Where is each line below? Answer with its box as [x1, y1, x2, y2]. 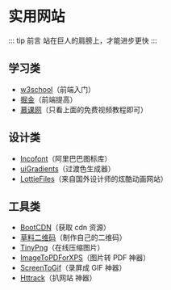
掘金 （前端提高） [19, 95, 77, 104]
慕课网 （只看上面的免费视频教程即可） [19, 104, 148, 114]
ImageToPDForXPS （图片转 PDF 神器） [19, 253, 151, 263]
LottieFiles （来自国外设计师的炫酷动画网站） [19, 174, 168, 183]
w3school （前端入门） [19, 84, 95, 94]
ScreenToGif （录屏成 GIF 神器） [19, 263, 127, 273]
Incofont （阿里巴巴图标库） [19, 153, 112, 163]
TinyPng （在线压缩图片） [19, 243, 105, 253]
